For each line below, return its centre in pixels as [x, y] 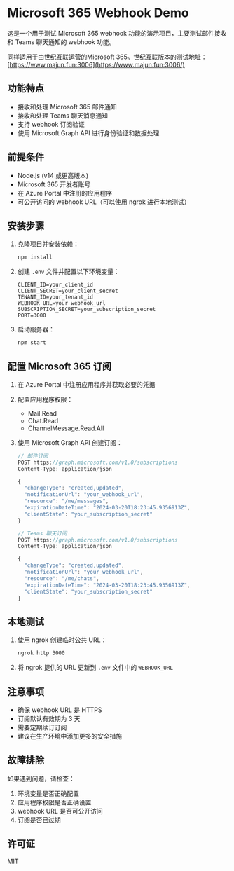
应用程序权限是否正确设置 [54, 802]
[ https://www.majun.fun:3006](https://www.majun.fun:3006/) [96, 64]
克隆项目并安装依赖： [48, 244]
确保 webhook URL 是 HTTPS [60, 710]
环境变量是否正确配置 [48, 793]
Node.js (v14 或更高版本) [53, 175]
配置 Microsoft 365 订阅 [60, 366]
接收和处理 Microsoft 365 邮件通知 [67, 107]
